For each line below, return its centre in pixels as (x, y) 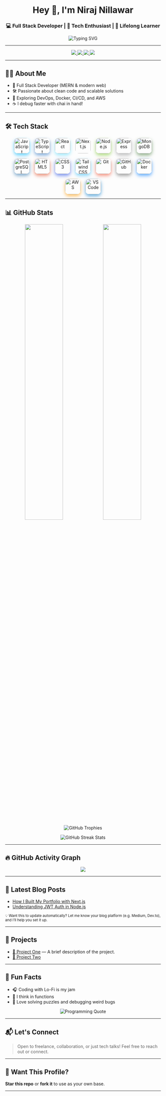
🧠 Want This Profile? (37, 1072)
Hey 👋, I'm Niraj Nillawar (83, 10)
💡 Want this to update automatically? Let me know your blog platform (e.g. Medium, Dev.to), (83, 916)
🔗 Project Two (26, 957)
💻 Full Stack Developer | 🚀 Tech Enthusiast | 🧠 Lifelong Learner (83, 26)
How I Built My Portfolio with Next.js (49, 902)
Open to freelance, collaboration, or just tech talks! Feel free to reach (87, 1047)
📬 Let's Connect (32, 1032)
